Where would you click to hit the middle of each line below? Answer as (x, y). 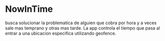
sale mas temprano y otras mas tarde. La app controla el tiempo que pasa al (82, 28)
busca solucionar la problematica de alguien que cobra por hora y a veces (81, 23)
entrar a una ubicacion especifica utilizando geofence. (61, 33)
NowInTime (29, 9)
